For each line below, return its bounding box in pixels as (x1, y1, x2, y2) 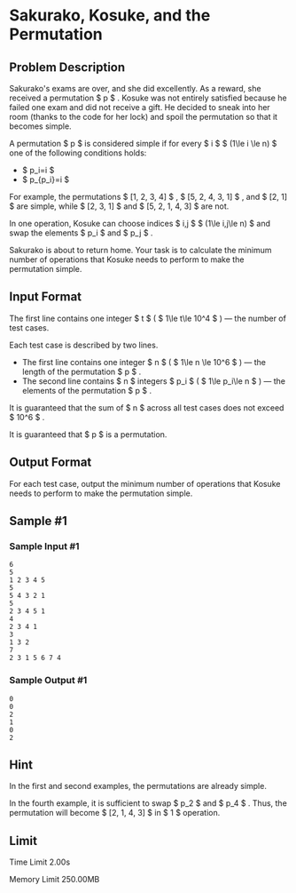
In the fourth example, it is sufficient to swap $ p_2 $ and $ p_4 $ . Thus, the (9, 798, 288, 809)
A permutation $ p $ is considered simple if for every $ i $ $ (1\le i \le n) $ (9, 139, 277, 148)
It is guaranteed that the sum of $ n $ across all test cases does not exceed (9, 402, 284, 413)
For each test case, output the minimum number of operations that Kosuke (9, 478, 281, 489)
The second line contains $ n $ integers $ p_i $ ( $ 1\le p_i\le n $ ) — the (21, 375, 286, 387)
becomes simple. (9, 121, 73, 132)
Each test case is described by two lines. (9, 339, 159, 350)
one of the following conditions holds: (9, 148, 147, 158)
